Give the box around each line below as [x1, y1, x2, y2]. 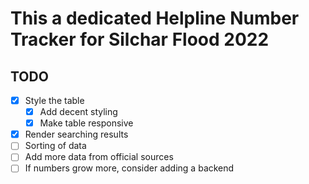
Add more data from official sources [24, 151, 174, 163]
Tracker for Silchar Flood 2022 [10, 28, 270, 51]
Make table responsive [39, 117, 134, 129]
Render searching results [24, 128, 129, 141]
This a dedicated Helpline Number [10, 7, 300, 30]
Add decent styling [39, 106, 118, 118]
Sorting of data [24, 140, 87, 152]
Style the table [24, 95, 85, 106]
